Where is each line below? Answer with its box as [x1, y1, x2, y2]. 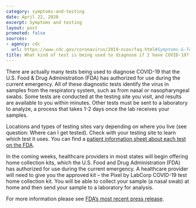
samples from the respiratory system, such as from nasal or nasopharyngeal [6, 86, 190, 93]
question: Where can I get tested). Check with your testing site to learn [6, 129, 176, 136]
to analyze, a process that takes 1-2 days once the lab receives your [6, 105, 170, 112]
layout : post [6, 25, 38, 31]
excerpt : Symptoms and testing [6, 19, 82, 25]
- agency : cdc [6, 41, 41, 47]
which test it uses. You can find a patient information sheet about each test [6, 135, 186, 142]
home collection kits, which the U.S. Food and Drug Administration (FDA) [6, 159, 181, 166]
